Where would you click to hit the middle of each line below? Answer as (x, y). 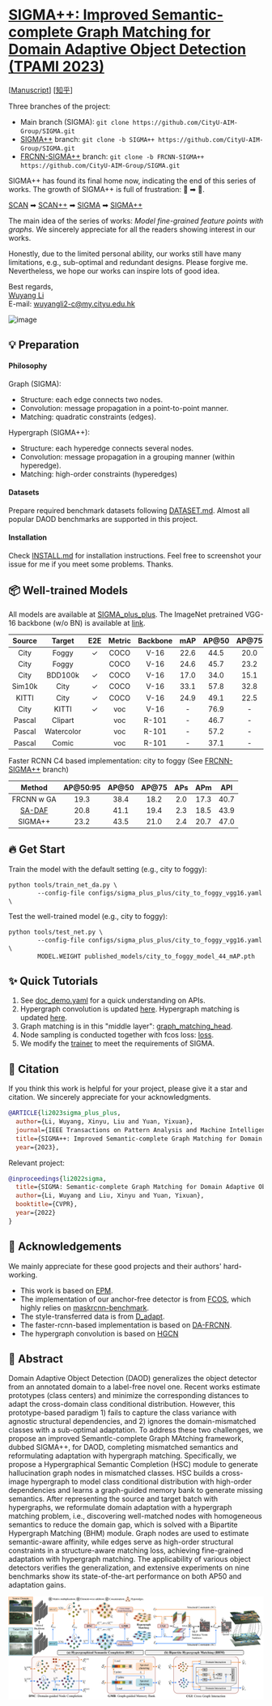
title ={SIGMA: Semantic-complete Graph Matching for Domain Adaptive (135, 1187)
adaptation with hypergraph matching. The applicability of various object (130, 1559)
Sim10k (25, 686)
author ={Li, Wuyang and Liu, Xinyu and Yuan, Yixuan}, (110, 1196)
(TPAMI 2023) (57, 67)
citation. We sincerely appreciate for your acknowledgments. (110, 1097)
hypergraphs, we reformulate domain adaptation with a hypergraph (120, 1507)
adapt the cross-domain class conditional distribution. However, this (122, 1405)
